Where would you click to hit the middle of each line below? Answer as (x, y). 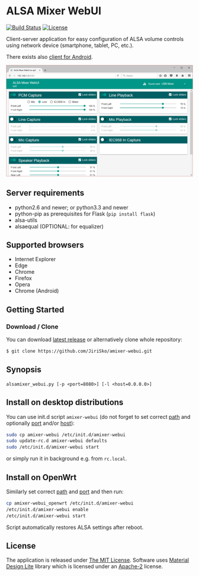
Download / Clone (32, 327)
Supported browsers (45, 245)
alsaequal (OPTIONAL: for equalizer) (59, 226)
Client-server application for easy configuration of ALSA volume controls (95, 39)
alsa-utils (26, 220)
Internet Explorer (35, 259)
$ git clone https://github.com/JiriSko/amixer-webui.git (79, 351)
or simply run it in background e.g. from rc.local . (67, 459)
